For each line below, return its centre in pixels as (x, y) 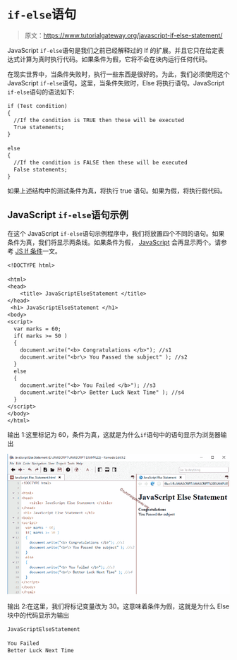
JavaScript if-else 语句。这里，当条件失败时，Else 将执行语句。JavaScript (116, 83)
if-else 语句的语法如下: (41, 92)
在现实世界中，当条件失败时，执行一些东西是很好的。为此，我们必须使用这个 (119, 74)
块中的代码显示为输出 (38, 615)
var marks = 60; (37, 329)
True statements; (39, 127)
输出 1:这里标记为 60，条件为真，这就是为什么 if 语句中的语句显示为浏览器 (114, 434)
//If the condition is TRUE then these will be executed (99, 120)
